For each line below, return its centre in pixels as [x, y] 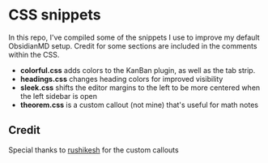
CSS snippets [55, 15]
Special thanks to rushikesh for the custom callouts [94, 150]
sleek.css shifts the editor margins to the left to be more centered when [140, 88]
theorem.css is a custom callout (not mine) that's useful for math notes [139, 105]
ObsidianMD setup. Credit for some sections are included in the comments [133, 45]
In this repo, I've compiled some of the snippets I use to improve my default [134, 37]
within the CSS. [34, 54]
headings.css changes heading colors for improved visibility [121, 79]
